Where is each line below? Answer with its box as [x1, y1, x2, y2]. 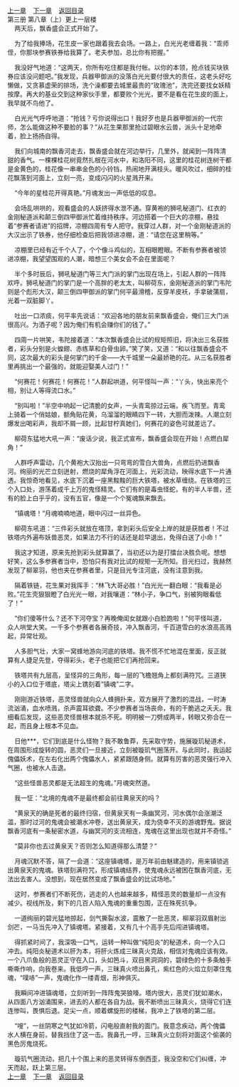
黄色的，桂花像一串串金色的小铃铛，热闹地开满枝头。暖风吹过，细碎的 [19, 164, 225, 173]
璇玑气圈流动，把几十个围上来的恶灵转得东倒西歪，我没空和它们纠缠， [14, 1054, 221, 1063]
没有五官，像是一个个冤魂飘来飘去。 [63, 494, 169, 502]
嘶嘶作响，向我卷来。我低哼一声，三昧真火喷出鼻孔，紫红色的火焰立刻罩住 [7, 965, 225, 973]
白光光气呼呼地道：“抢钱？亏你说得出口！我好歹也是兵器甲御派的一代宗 [14, 114, 223, 122]
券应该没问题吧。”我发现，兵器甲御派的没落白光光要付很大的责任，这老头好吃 [7, 72, 232, 80]
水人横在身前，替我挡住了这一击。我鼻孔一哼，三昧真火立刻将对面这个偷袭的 [7, 1031, 232, 1039]
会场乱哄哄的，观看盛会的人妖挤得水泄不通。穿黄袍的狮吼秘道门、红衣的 [14, 204, 226, 212]
